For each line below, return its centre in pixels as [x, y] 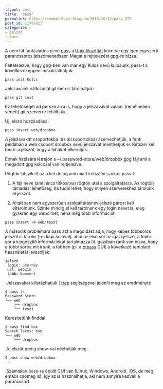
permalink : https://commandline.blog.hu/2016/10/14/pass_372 [68, 19]
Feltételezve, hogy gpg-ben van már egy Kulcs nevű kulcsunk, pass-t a [76, 65]
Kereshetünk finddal [25, 318]
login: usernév [22, 265]
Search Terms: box [24, 331]
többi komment [21, 274]
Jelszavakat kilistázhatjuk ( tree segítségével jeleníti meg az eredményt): [79, 283]
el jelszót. [22, 193]
